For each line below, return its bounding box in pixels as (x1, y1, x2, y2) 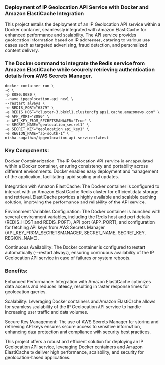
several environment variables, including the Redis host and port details (5, 214, 150, 220)
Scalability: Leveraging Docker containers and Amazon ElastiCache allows (5, 298, 156, 305)
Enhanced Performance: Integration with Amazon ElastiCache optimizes (5, 279, 151, 284)
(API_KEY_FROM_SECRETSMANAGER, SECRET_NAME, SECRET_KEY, (5, 229, 146, 236)
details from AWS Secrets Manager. (5, 72, 93, 79)
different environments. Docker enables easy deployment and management (5, 168, 159, 174)
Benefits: (5, 267, 28, 274)
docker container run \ (5, 83, 54, 88)
